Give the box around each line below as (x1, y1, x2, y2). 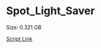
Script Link (6, 35, 33, 42)
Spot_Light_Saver (6, 4, 95, 18)
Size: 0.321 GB (6, 24, 42, 31)
